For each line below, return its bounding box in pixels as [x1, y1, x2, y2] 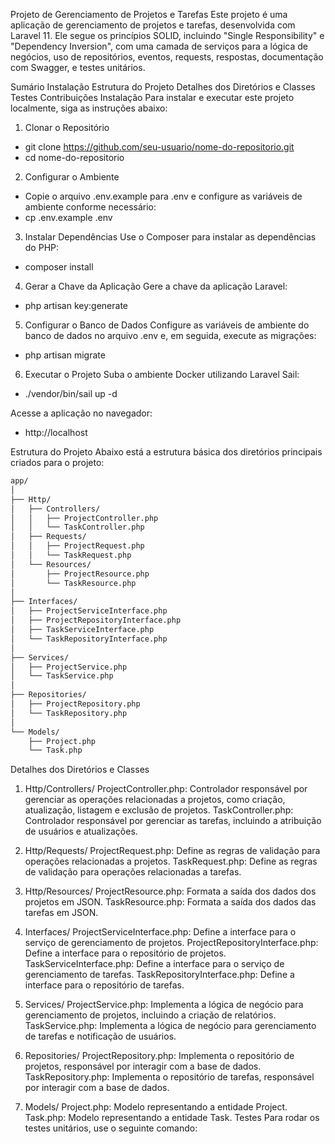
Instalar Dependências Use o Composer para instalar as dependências [24, 231, 317, 243]
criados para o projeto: [10, 457, 105, 468]
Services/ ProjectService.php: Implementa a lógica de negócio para [24, 999, 304, 1011]
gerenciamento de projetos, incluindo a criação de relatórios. [24, 1009, 277, 1021]
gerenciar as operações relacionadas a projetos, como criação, [24, 794, 286, 806]
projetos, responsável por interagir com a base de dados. [24, 1060, 262, 1073]
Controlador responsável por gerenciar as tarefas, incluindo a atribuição [24, 815, 322, 827]
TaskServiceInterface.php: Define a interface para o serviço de [24, 958, 285, 970]
